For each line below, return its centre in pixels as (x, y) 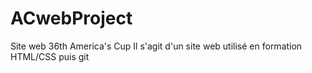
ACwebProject (71, 18)
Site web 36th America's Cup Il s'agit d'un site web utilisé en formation (156, 46)
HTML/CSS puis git (50, 56)
